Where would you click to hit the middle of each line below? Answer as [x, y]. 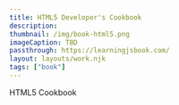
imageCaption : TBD [43, 42]
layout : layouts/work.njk [57, 59]
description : [34, 26]
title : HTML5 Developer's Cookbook [76, 17]
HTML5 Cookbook [43, 92]
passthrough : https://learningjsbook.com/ [89, 51]
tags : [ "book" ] [38, 68]
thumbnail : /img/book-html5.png [69, 34]
